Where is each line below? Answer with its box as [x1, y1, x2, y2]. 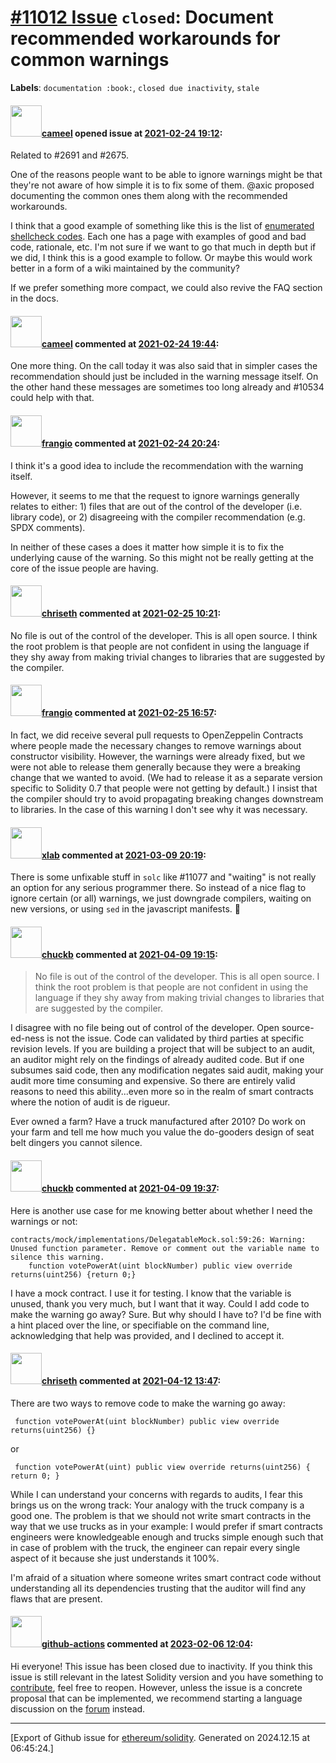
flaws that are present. [10, 1592, 103, 1605]
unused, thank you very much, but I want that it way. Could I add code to [10, 1297, 310, 1310]
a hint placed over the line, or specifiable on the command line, [10, 1319, 270, 1331]
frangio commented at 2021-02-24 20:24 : [41, 437, 221, 449]
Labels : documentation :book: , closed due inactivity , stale [10, 81, 260, 93]
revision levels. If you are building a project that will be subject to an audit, [10, 1043, 316, 1055]
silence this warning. [10, 1252, 105, 1262]
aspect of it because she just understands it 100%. [10, 1552, 220, 1564]
